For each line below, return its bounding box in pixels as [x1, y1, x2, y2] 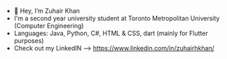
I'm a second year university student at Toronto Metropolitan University [13, 14, 220, 22]
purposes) [13, 37, 44, 45]
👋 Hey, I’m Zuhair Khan [13, 7, 81, 15]
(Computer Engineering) [13, 22, 84, 29]
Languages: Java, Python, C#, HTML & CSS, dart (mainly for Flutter [13, 29, 208, 37]
